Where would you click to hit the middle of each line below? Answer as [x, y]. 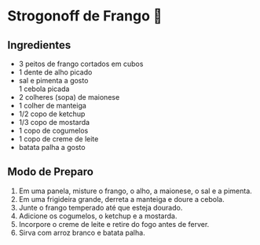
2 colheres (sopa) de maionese [69, 97]
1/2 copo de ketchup [52, 114]
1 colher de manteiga [53, 106]
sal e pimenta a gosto [53, 80]
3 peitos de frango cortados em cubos [81, 64]
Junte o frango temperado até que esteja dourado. [101, 207]
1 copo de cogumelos [53, 130]
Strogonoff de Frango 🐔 [85, 16]
